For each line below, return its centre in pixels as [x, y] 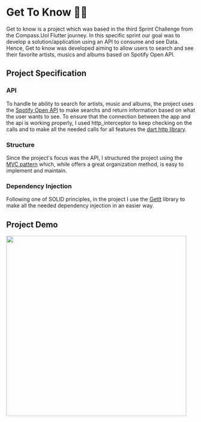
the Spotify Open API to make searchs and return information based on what [101, 110]
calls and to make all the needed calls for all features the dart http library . [97, 129]
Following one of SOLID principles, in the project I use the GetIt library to [96, 199]
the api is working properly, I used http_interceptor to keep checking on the [99, 123]
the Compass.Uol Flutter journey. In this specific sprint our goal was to [93, 35]
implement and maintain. [37, 170]
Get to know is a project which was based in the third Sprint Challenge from [100, 29]
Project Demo [32, 225]
